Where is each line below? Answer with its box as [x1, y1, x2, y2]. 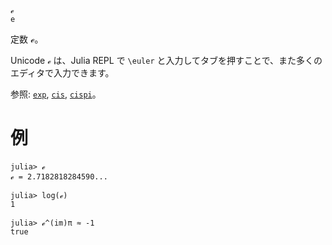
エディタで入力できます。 [10, 67, 115, 79]
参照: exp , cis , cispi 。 [10, 88, 102, 100]
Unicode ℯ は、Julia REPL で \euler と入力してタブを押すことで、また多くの [10, 55, 323, 66]
